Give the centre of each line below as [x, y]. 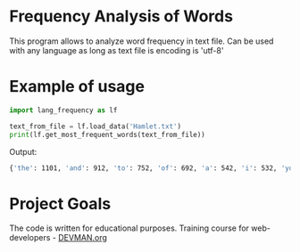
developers [30, 238]
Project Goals [60, 203]
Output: [23, 151]
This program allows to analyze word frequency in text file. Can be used [142, 41]
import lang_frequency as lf [63, 110]
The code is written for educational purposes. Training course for [129, 228]
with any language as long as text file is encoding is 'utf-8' [117, 50]
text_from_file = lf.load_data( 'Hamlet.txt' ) [95, 126]
